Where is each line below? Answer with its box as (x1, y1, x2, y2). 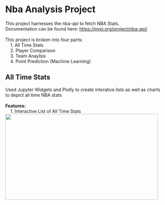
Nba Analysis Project (5, 4, 96, 15)
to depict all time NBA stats (5, 92, 62, 98)
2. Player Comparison (10, 47, 56, 53)
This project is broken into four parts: (5, 37, 83, 43)
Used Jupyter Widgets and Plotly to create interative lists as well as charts (5, 86, 160, 93)
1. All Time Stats (10, 42, 44, 48)
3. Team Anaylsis (10, 52, 46, 59)
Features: (5, 103, 26, 109)
